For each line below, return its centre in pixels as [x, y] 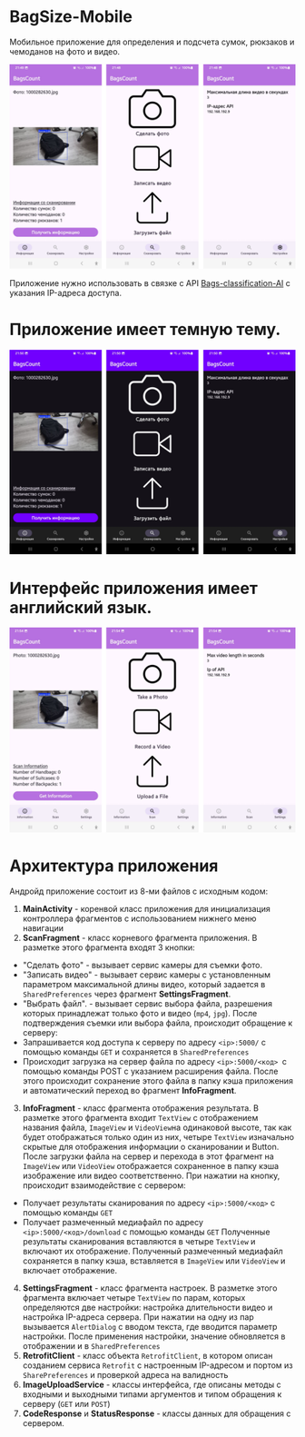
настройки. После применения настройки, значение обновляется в [154, 1336]
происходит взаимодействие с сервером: [104, 1185]
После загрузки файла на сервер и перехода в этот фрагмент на [148, 1156]
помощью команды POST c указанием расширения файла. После [150, 1071]
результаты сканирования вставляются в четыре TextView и [139, 1241]
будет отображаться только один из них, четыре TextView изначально [158, 1136]
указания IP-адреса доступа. [66, 293]
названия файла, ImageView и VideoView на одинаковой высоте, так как [157, 1127]
